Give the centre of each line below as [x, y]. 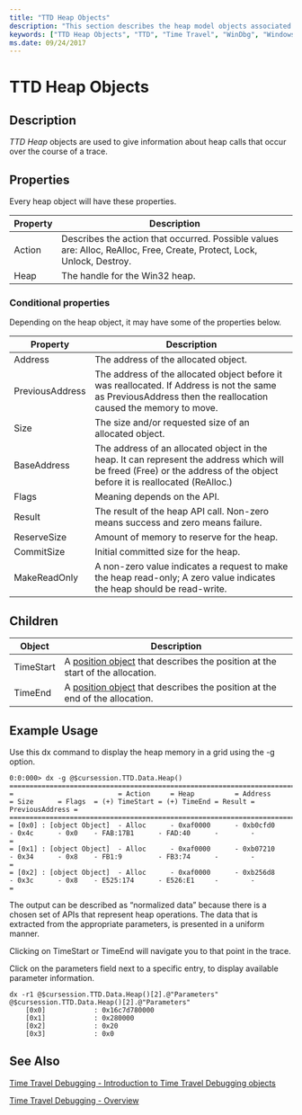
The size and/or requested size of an [172, 423]
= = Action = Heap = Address [140, 794]
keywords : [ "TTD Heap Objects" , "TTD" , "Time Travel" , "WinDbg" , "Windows [152, 34]
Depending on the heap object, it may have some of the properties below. [145, 322]
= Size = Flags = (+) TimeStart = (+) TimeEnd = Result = [132, 801]
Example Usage [54, 731]
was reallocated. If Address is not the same [185, 386]
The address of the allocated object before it [188, 374]
